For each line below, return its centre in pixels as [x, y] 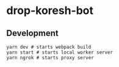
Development [33, 33]
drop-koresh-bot [50, 11]
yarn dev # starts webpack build [49, 47]
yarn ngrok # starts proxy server [50, 58]
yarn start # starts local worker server [60, 52]
